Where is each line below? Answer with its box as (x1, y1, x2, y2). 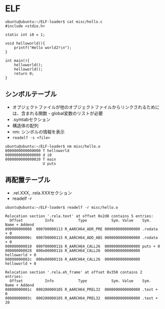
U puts (42, 161, 56, 166)
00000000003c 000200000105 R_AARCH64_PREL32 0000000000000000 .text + (5, 296, 158, 301)
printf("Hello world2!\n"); (14, 45, 72, 50)
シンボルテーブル (5, 90, 57, 99)
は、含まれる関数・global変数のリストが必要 (12, 110, 103, 116)
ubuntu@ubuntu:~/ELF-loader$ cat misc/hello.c (5, 19, 103, 24)
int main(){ (5, 58, 30, 63)
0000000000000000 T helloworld (5, 148, 70, 153)
